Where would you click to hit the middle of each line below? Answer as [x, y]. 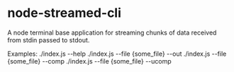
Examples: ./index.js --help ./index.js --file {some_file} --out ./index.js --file [117, 54]
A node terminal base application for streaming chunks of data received [112, 32]
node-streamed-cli [65, 13]
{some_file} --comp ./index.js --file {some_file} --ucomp [89, 61]
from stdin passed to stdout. [49, 40]
